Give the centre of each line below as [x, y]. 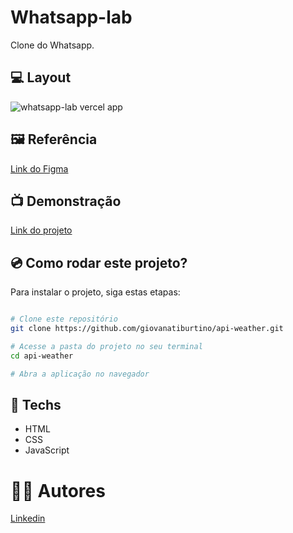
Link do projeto [41, 230]
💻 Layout [41, 77]
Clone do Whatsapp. [52, 45]
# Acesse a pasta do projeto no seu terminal [106, 346]
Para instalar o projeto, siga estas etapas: [95, 292]
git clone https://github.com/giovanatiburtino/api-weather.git [147, 329]
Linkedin [28, 518]
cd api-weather [42, 356]
